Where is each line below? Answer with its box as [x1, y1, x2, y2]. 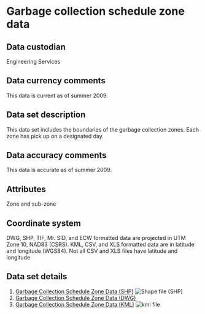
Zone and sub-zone [6, 200, 56, 207]
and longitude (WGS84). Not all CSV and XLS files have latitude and [6, 247, 178, 255]
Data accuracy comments [6, 150, 107, 160]
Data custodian [6, 42, 66, 52]
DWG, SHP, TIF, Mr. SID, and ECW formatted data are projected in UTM [6, 234, 186, 242]
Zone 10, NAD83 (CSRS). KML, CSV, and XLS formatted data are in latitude [6, 241, 195, 249]
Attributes [6, 184, 46, 194]
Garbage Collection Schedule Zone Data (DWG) [15, 294, 136, 301]
